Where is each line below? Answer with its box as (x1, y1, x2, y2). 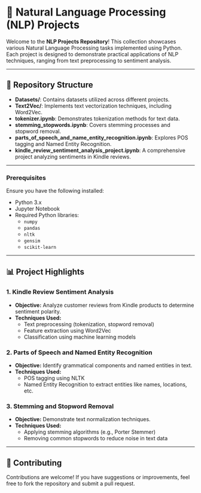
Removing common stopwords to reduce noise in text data (23, 435, 168, 442)
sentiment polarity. (14, 308, 61, 315)
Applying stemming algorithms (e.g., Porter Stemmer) (23, 428, 156, 436)
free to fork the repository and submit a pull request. (6, 480, 136, 487)
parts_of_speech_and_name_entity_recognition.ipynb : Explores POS (14, 134, 188, 141)
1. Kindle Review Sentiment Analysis (6, 288, 114, 296)
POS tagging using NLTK (23, 375, 85, 382)
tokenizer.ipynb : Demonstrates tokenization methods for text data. (14, 115, 181, 122)
